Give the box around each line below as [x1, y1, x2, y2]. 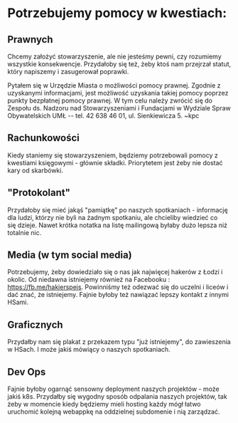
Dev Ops [7, 365, 46, 378]
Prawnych [7, 33, 53, 46]
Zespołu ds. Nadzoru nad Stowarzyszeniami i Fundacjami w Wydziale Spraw [7, 104, 231, 112]
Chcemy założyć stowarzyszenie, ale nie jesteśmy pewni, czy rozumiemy [7, 52, 222, 61]
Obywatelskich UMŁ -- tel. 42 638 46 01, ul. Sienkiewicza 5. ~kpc [7, 112, 200, 120]
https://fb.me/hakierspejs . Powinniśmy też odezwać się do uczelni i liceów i [7, 283, 229, 291]
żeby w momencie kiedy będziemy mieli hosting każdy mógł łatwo [7, 400, 201, 409]
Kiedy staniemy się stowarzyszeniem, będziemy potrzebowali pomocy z [7, 151, 218, 160]
